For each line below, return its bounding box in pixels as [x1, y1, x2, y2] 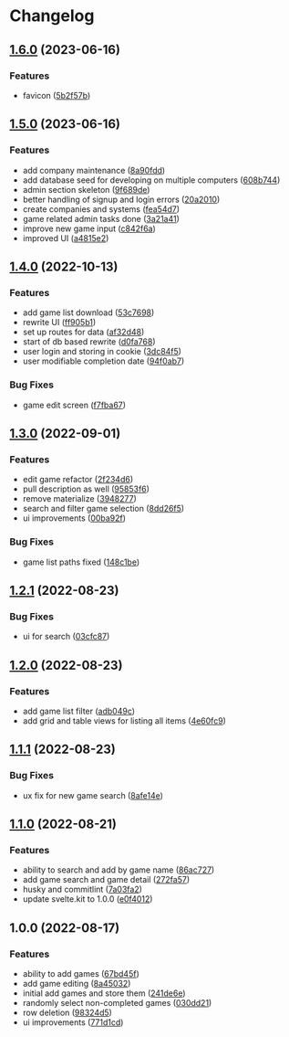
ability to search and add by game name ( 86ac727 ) [22, 864, 215, 875]
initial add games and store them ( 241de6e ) [22, 988, 186, 999]
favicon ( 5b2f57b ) [22, 90, 91, 101]
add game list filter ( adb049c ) [22, 705, 135, 716]
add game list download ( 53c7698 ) [22, 307, 155, 318]
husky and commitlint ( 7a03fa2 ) [22, 884, 143, 895]
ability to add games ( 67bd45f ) [22, 968, 139, 979]
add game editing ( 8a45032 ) [22, 978, 131, 989]
